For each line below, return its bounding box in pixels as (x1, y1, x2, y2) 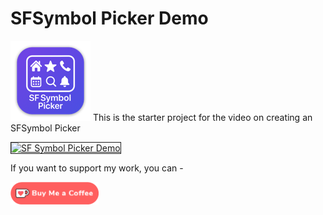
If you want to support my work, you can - (10, 162, 184, 174)
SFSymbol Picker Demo (10, 7, 209, 30)
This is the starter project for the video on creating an (92, 111, 313, 123)
